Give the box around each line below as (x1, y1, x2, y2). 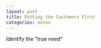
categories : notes (6, 19, 51, 25)
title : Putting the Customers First (6, 14, 95, 20)
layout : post (6, 8, 38, 15)
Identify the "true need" (6, 36, 63, 43)
